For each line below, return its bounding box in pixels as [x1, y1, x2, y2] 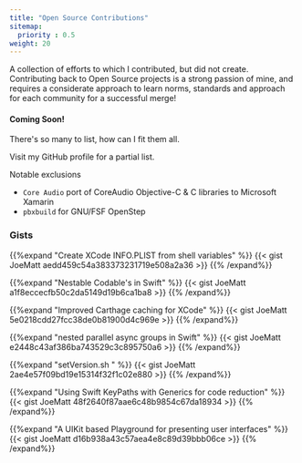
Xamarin [22, 197, 55, 208]
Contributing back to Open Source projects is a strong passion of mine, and [9, 74, 294, 85]
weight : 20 [9, 38, 51, 48]
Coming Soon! [9, 113, 66, 124]
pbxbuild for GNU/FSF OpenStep [22, 206, 146, 217]
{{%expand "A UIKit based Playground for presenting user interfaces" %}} [9, 423, 289, 434]
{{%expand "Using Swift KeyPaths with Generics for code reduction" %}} [9, 386, 286, 397]
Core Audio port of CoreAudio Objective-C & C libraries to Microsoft [22, 187, 276, 198]
